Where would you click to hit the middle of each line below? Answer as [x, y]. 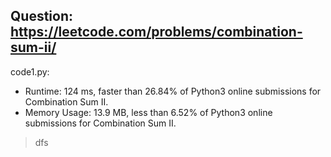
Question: [42, 16]
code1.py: [30, 71]
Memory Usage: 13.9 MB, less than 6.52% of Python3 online [148, 112]
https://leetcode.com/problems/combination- [156, 32]
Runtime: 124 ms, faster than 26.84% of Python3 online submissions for [173, 91]
